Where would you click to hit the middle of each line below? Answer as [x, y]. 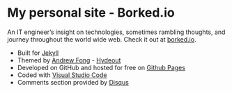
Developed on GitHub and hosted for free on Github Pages [101, 67]
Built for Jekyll [38, 53]
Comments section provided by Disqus [73, 82]
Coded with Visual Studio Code [62, 75]
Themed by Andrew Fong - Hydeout [69, 60]
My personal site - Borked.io [91, 13]
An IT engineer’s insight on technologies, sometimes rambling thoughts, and [116, 32]
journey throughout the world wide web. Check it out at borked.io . [102, 39]
